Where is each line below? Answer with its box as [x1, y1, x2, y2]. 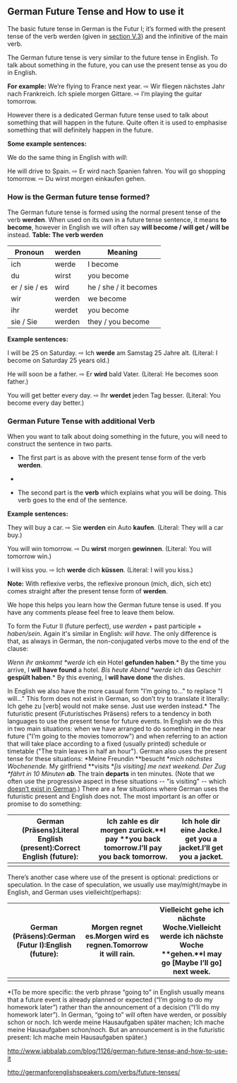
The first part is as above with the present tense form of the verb [17, 453, 206, 462]
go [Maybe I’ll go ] [161, 958, 222, 968]
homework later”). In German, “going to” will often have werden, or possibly [7, 1011, 227, 1019]
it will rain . [99, 949, 135, 959]
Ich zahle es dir [107, 816, 159, 826]
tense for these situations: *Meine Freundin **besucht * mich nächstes [7, 755, 213, 763]
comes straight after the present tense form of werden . [7, 587, 168, 596]
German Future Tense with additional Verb [7, 417, 155, 427]
